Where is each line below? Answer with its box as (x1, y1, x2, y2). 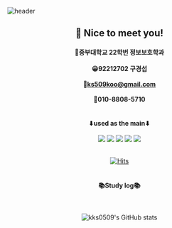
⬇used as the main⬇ (88, 119, 151, 127)
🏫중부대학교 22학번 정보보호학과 (74, 48, 165, 56)
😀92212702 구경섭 (91, 64, 148, 72)
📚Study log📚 (98, 181, 141, 190)
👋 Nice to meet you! (75, 27, 163, 39)
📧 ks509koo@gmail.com (82, 80, 156, 88)
